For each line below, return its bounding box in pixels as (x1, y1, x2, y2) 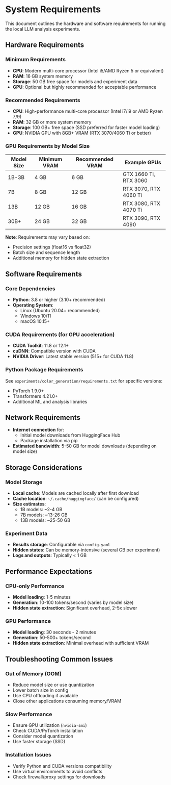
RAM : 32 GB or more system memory (12, 119, 92, 125)
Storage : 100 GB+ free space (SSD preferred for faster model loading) (12, 124, 160, 131)
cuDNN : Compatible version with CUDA (12, 348, 96, 354)
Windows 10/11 (20, 313, 51, 319)
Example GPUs (124, 159, 161, 166)
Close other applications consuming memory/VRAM (12, 698, 122, 704)
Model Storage (5, 478, 43, 486)
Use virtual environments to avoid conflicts (12, 768, 103, 774)
